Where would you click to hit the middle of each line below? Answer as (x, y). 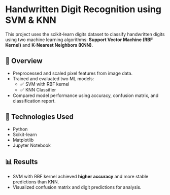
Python (20, 129)
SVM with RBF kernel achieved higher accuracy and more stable (80, 177)
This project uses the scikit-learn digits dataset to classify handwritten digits (85, 34)
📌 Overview (24, 61)
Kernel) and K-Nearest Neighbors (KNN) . (49, 45)
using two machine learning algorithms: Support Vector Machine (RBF (79, 40)
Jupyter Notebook (31, 145)
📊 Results (22, 162)
